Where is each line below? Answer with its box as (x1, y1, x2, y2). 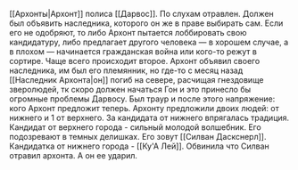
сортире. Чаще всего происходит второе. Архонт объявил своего (9, 56, 261, 66)
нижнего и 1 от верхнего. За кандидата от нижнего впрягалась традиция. (9, 112, 290, 123)
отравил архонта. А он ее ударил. (9, 150, 138, 160)
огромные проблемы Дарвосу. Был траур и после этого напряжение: (9, 93, 276, 104)
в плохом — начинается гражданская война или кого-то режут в (9, 46, 257, 57)
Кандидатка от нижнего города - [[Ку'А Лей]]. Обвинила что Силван (9, 141, 269, 151)
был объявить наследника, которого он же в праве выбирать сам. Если (9, 18, 284, 28)
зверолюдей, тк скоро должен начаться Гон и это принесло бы (9, 85, 252, 94)
